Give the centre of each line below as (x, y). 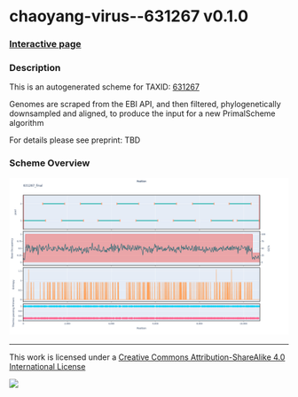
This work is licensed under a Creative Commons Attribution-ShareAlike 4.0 (147, 357)
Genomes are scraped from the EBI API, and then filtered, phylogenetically (145, 105)
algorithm (27, 123)
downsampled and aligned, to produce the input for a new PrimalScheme (143, 113)
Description (35, 68)
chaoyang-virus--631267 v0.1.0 (129, 16)
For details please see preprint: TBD (75, 140)
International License (47, 367)
